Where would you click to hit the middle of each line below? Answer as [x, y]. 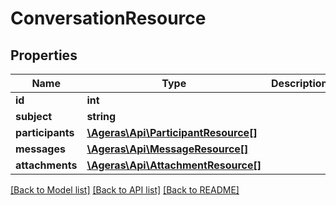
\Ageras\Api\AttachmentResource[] [174, 165]
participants [45, 132]
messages [40, 149]
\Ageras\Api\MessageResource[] [167, 149]
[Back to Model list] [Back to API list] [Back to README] [125, 190]
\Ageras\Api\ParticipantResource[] [172, 132]
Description [299, 83]
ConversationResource [108, 18]
